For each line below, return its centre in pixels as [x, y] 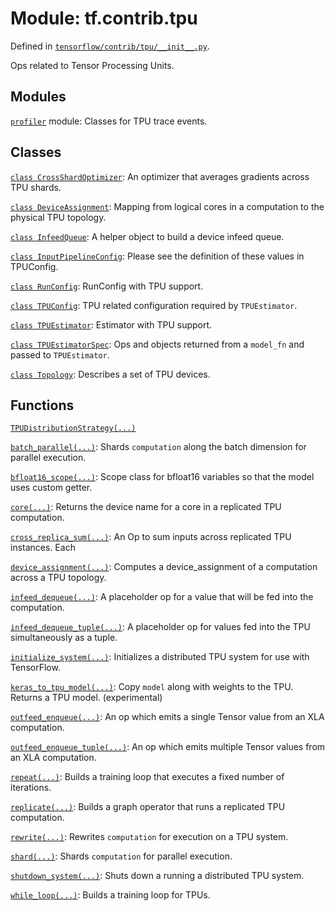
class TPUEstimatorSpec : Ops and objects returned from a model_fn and [157, 344]
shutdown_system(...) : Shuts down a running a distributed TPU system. [157, 876]
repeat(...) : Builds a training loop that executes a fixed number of [147, 777]
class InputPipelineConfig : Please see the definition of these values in [157, 256]
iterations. [31, 788]
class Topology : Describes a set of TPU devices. [110, 374]
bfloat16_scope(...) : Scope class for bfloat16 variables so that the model [162, 477]
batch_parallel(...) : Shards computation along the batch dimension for [158, 447]
